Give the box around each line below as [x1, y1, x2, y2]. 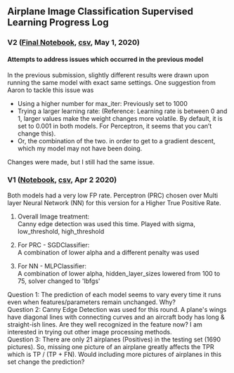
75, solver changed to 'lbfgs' [17, 277, 100, 285]
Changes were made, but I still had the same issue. [7, 157, 155, 166]
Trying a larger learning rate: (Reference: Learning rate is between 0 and [17, 107, 228, 115]
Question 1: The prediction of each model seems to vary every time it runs [7, 290, 221, 299]
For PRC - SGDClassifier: [17, 240, 90, 249]
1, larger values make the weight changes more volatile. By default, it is [17, 114, 223, 122]
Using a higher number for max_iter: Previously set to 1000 [17, 99, 188, 107]
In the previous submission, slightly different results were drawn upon [7, 70, 209, 79]
